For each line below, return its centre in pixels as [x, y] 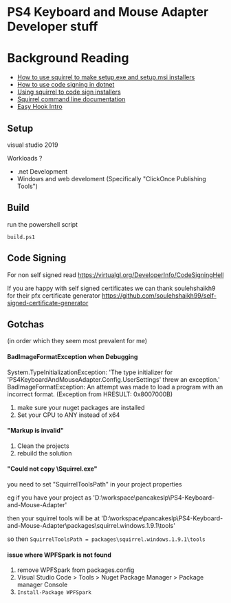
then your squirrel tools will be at [53, 518]
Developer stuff [53, 27]
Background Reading [68, 58]
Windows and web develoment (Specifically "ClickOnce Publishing [111, 178]
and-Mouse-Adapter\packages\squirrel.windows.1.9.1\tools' [91, 525]
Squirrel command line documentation [71, 99]
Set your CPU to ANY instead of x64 [68, 415]
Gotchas [26, 324]
